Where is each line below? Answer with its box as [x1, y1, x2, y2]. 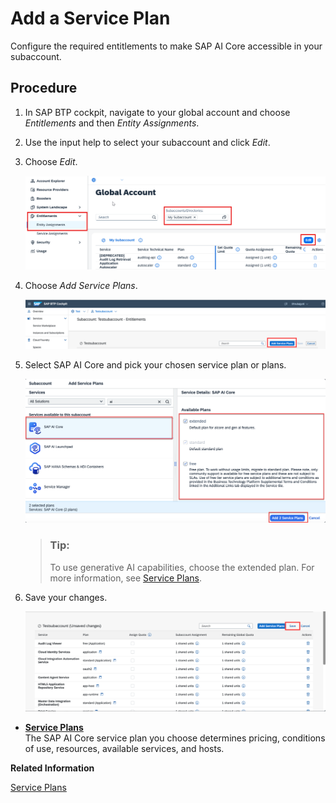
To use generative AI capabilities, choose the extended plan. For [49, 561, 315, 573]
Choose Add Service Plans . [24, 280, 138, 292]
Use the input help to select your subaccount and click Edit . [24, 136, 271, 148]
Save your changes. [24, 591, 108, 603]
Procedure [10, 80, 78, 97]
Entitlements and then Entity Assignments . [24, 117, 200, 129]
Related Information [10, 762, 95, 774]
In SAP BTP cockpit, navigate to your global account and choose [24, 106, 291, 118]
